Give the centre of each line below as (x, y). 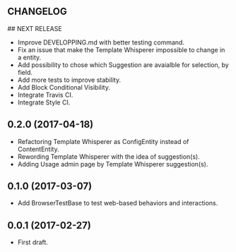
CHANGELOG (37, 12)
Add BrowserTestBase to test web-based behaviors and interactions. (118, 203)
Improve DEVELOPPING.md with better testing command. (101, 42)
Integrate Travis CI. (45, 95)
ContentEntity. (38, 149)
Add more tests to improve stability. (69, 80)
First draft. (33, 242)
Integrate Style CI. (44, 102)
